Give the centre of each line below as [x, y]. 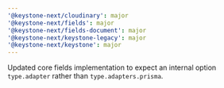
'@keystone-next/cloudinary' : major [68, 15]
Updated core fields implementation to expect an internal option [112, 67]
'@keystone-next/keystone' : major [65, 45]
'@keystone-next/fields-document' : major [77, 30]
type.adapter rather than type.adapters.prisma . [85, 76]
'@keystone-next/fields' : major [61, 23]
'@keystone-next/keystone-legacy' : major [77, 38]
